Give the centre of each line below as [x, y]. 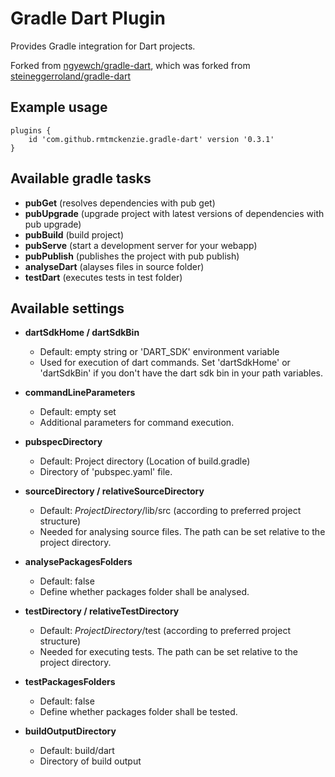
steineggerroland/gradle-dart [71, 76]
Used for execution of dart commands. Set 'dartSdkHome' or [165, 363]
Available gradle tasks [81, 178]
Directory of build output [90, 761]
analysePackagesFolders [78, 562]
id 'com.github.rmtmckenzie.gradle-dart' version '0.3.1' [151, 139]
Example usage [59, 107]
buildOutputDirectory [70, 731]
